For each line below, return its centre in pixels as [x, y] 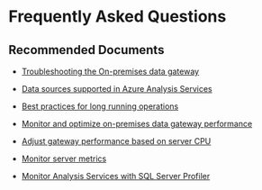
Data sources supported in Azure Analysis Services [117, 89]
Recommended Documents [86, 50]
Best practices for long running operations [100, 106]
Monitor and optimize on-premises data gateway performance [137, 124]
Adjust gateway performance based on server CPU [116, 141]
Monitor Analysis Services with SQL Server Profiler [116, 176]
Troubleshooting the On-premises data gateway [110, 71]
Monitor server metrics [64, 158]
